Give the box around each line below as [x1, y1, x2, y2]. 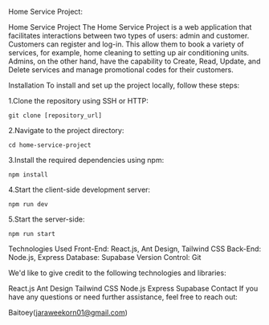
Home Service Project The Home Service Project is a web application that [8, 22, 252, 31]
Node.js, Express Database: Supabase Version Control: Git [8, 253, 202, 262]
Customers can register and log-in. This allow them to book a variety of [8, 39, 245, 49]
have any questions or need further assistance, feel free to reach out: [8, 292, 238, 302]
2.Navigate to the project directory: [8, 126, 124, 135]
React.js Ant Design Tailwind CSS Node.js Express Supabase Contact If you [8, 284, 259, 293]
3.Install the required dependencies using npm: [8, 156, 165, 165]
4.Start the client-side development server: [8, 185, 151, 194]
